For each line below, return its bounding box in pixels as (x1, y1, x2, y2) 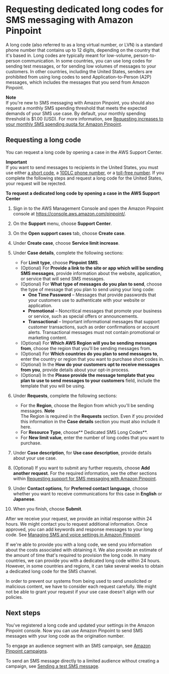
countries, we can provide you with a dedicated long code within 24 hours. (6, 557, 161, 564)
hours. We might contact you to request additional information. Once (6, 521, 148, 527)
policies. (6, 594, 23, 600)
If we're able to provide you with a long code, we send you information (6, 541, 152, 547)
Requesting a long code (6, 136, 81, 144)
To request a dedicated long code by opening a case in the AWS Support (6, 190, 160, 196)
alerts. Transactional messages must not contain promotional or (28, 329, 160, 335)
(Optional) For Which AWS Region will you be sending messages (20, 340, 157, 346)
